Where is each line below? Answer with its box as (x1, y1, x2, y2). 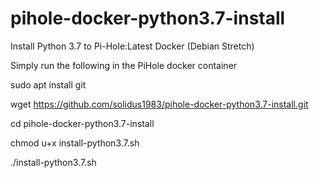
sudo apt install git (10, 78, 87, 91)
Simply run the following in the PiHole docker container (10, 59, 238, 71)
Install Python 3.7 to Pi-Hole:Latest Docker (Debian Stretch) (10, 40, 255, 52)
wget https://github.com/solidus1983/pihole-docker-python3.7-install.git (10, 98, 309, 110)
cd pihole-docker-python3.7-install (10, 117, 155, 129)
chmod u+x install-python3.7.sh (10, 137, 140, 149)
